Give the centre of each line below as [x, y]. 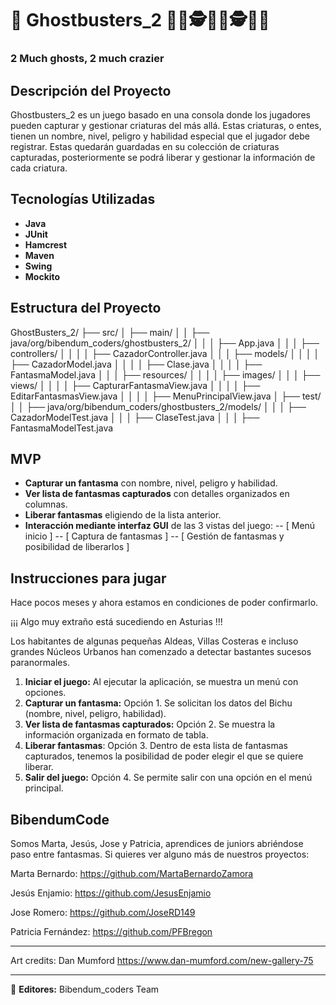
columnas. [46, 504]
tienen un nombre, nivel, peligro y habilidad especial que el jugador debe [160, 136]
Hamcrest [46, 244]
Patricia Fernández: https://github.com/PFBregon [111, 931]
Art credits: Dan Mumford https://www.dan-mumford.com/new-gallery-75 [162, 960]
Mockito [42, 276]
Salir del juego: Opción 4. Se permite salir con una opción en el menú [168, 778]
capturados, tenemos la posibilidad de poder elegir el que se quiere [164, 756]
